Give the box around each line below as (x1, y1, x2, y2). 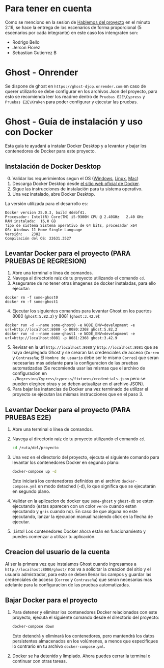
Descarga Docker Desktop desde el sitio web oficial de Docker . (12, 181, 140, 186)
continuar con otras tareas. (12, 658, 67, 664)
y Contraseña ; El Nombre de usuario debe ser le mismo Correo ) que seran (12, 355, 159, 361)
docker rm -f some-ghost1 (5, 300, 58, 304)
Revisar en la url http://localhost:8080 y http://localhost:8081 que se (12, 344, 158, 350)
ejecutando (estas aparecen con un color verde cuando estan (12, 503, 137, 509)
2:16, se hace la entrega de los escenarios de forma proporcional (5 (5, 24, 142, 30)
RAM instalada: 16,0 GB (5, 218, 56, 224)
